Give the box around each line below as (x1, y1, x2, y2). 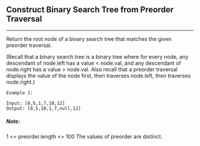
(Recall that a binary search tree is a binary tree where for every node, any (6, 53, 189, 60)
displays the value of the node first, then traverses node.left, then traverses (6, 72, 191, 79)
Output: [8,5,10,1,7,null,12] (6, 105, 82, 112)
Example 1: (6, 90, 33, 96)
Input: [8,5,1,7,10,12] (6, 100, 65, 106)
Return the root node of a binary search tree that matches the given (6, 35, 172, 42)
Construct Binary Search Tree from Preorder (6, 5, 174, 15)
